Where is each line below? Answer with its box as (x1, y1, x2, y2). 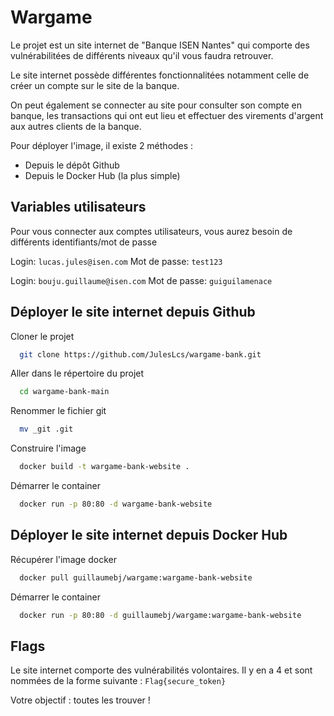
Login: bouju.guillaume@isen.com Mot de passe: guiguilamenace (10, 274, 273, 286)
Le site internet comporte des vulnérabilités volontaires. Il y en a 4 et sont (10, 664, 313, 676)
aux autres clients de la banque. (10, 120, 142, 132)
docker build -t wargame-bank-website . (19, 462, 190, 472)
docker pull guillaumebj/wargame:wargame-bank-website (19, 572, 253, 583)
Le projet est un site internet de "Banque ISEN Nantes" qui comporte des (10, 39, 310, 51)
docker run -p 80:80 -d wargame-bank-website (19, 499, 213, 510)
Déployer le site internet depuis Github (10, 304, 256, 321)
